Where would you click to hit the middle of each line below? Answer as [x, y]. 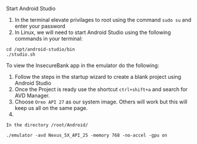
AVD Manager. [32, 96]
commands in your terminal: [49, 38]
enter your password [40, 26]
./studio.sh [21, 55]
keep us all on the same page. [51, 108]
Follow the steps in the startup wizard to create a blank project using [98, 77]
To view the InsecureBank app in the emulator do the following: [83, 65]
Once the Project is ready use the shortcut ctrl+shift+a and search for [101, 89]
